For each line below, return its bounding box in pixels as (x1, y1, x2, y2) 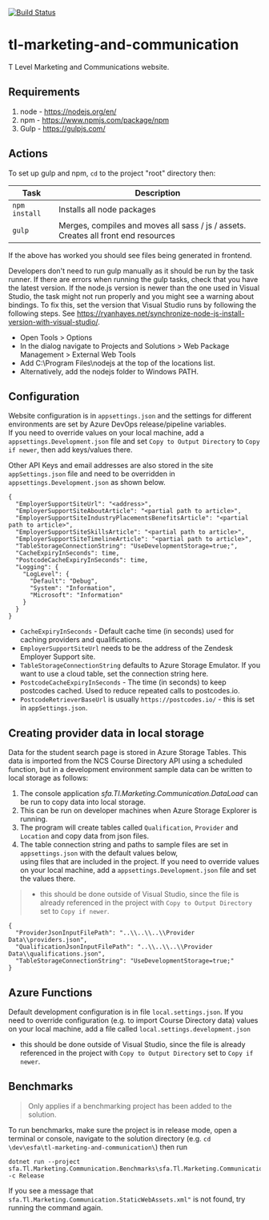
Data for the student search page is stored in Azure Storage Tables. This (8, 748, 247, 757)
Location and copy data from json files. (19, 831, 150, 841)
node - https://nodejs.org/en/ (19, 107, 117, 116)
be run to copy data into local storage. (19, 798, 147, 807)
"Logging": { (15, 564, 59, 572)
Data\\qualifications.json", (8, 950, 106, 958)
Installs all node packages (58, 204, 156, 215)
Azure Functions (8, 986, 93, 1000)
